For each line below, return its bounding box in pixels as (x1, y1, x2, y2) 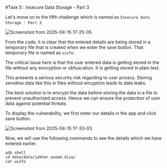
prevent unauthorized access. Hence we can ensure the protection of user (5, 95, 161, 101)
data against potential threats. (5, 100, 67, 106)
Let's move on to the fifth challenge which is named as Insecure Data (5, 14, 150, 20)
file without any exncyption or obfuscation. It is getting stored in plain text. (5, 65, 160, 71)
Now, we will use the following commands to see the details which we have (5, 135, 162, 141)
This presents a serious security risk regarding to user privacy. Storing (5, 75, 152, 80)
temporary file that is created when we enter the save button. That (5, 44, 144, 50)
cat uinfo (5, 159, 26, 164)
